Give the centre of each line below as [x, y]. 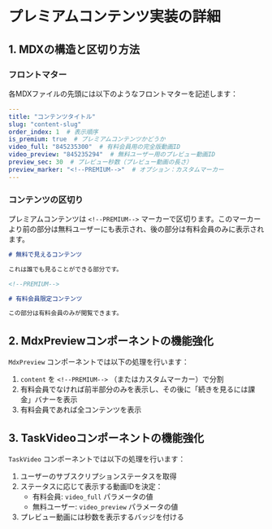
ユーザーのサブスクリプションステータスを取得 [98, 476]
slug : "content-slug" [45, 124]
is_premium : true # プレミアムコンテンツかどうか [87, 139]
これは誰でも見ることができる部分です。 [66, 269]
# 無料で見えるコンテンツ [45, 254]
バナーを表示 [56, 400]
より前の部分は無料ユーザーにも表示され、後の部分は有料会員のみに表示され [136, 229]
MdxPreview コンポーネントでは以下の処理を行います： [99, 362]
